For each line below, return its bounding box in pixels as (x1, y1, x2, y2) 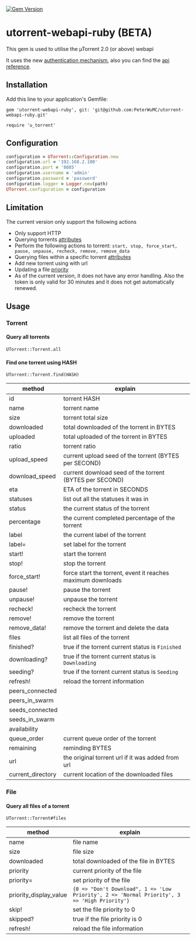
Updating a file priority (14, 265, 69, 273)
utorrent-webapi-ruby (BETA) (6, 26, 152, 39)
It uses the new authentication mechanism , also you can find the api (6, 56, 170, 64)
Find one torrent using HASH (6, 359, 77, 366)
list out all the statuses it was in (63, 495, 149, 503)
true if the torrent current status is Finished (63, 643, 181, 651)
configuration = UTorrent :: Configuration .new (6, 154, 118, 159)
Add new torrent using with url (14, 260, 88, 267)
